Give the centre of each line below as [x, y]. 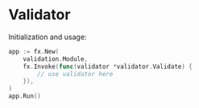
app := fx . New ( [34, 51]
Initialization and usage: [48, 37]
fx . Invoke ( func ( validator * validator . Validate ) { [108, 66]
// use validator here [75, 74]
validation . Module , [56, 59]
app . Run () [25, 96]
